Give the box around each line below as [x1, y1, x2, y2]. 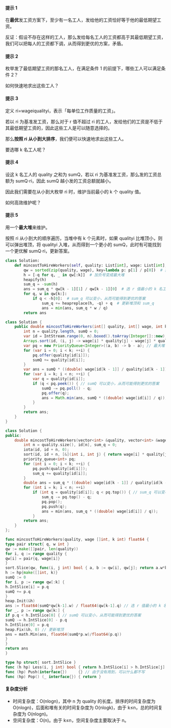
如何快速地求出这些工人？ [5, 83, 59, 89]
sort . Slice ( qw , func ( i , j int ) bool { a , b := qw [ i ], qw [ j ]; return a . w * [5, 565, 165, 570]
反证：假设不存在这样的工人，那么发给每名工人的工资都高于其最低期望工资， [5, 34, 166, 40]
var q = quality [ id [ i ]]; [32, 376, 85, 382]
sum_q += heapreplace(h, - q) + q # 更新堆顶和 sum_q [41, 301, 154, 306]
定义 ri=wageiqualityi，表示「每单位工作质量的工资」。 [5, 108, 119, 114]
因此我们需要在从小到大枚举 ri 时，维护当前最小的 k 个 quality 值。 [5, 189, 144, 195]
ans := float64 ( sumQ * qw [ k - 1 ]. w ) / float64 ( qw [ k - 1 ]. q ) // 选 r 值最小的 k [5, 603, 161, 609]
